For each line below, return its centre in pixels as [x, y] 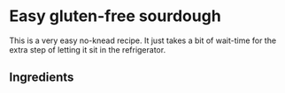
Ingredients [42, 78]
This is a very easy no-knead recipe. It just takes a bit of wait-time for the [143, 40]
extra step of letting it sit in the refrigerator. [88, 49]
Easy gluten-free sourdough [115, 16]
